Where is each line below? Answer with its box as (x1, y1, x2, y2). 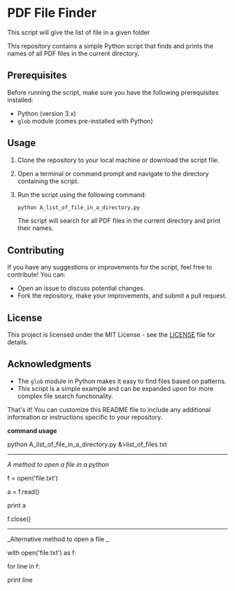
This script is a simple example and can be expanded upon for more (17, 384, 214, 392)
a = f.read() (7, 487, 40, 496)
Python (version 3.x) (17, 109, 76, 117)
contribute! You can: (7, 270, 66, 279)
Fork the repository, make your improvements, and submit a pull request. (17, 291, 227, 300)
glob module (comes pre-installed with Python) (17, 117, 153, 125)
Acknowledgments (7, 358, 92, 370)
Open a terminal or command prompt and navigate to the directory (17, 169, 209, 178)
